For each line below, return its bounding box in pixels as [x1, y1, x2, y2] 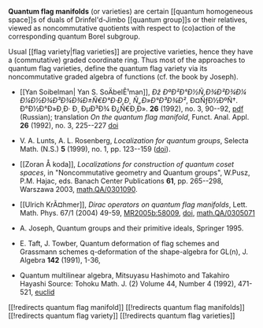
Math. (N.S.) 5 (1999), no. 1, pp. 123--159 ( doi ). [19, 145, 171, 153]
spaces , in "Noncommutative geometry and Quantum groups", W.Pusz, [19, 168, 250, 177]
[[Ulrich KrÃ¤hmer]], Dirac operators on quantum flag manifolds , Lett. [19, 200, 248, 209]
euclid [35, 287, 55, 297]
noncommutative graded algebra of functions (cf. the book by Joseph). [8, 72, 239, 81]
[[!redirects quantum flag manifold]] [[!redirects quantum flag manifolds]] [8, 303, 246, 311]
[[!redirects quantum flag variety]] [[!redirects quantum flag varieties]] [8, 311, 235, 320]
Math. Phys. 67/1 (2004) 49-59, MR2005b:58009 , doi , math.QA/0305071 [19, 208, 256, 217]
